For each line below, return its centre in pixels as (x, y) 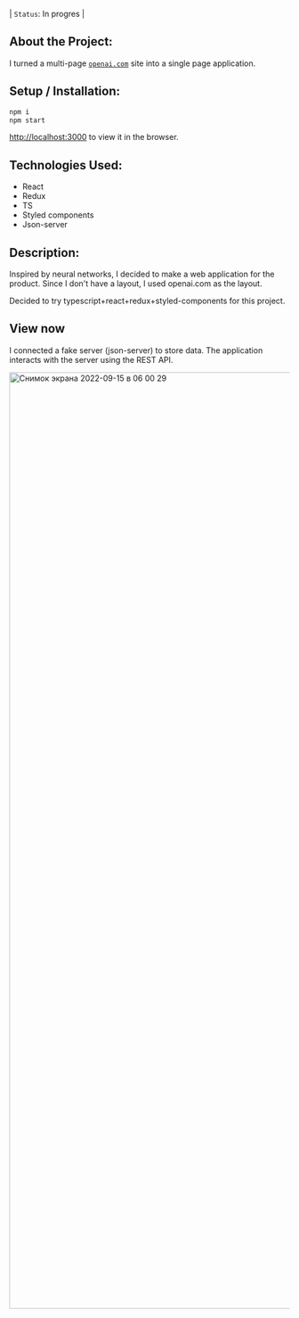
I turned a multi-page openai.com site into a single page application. (133, 63)
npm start (28, 120)
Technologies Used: (66, 165)
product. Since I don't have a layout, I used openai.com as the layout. (136, 284)
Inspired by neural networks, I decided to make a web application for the (142, 274)
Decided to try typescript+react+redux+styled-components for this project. (147, 301)
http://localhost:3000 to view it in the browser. (94, 137)
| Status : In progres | (47, 14)
